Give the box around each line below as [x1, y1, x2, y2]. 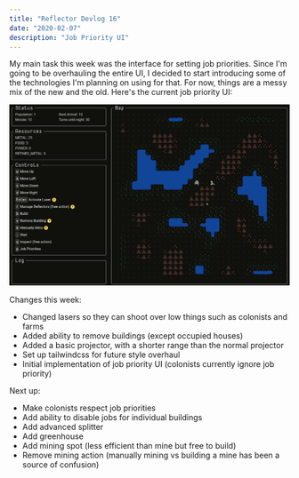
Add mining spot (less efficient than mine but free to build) [21, 440, 237, 450]
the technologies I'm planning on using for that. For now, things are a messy [9, 77, 287, 88]
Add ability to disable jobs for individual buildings [21, 411, 203, 422]
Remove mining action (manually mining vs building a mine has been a [21, 450, 280, 460]
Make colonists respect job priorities [21, 402, 156, 413]
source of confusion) [21, 458, 100, 470]
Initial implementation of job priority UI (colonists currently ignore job [21, 358, 275, 369]
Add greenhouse [21, 431, 85, 442]
